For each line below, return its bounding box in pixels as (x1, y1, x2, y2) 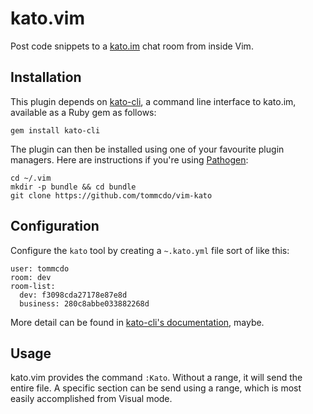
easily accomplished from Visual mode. (10, 393, 173, 405)
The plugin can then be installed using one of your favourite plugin (10, 143, 285, 155)
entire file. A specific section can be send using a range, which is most (10, 382, 302, 394)
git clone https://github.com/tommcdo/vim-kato (10, 190, 213, 201)
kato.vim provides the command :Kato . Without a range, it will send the (10, 372, 303, 384)
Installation (10, 69, 82, 86)
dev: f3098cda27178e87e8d (19, 290, 128, 300)
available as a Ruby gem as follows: (10, 106, 157, 118)
